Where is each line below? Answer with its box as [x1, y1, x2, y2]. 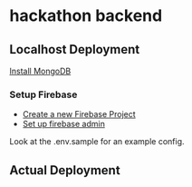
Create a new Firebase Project [22, 109, 136, 120]
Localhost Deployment [9, 42, 140, 57]
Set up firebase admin [22, 119, 106, 130]
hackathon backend [9, 5, 163, 26]
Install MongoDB [9, 65, 72, 76]
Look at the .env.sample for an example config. [9, 136, 185, 147]
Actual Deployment [9, 162, 120, 178]
